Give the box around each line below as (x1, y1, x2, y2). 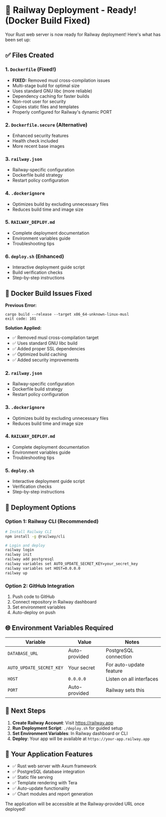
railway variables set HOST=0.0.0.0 (5, 566, 81, 571)
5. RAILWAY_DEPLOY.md (5, 218, 55, 225)
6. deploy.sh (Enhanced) (5, 253, 64, 260)
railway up (5, 570, 28, 575)
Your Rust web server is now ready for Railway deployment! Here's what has (5, 31, 161, 37)
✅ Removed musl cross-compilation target (12, 335, 99, 340)
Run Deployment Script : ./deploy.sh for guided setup (12, 725, 123, 731)
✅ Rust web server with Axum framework (12, 763, 97, 769)
